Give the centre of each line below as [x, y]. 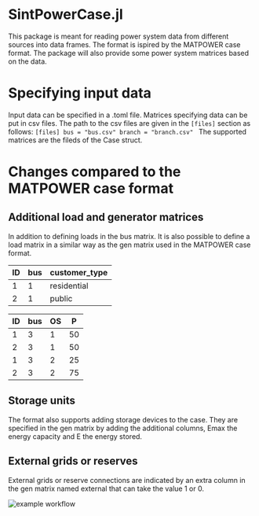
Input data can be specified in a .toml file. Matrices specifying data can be [128, 115]
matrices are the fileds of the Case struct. [75, 140]
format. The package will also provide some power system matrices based [129, 53]
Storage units [42, 401]
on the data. [27, 61]
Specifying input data [80, 93]
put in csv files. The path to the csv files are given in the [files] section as [129, 123]
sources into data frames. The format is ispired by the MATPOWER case [124, 44]
